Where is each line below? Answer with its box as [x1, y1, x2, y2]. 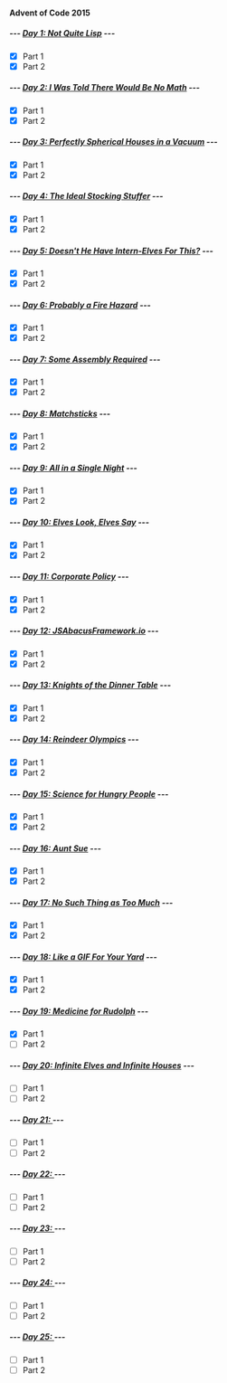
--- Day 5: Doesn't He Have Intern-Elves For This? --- [9, 245, 214, 256]
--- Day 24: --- [9, 1277, 66, 1288]
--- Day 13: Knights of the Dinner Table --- [9, 679, 172, 691]
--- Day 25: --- [9, 1331, 66, 1342]
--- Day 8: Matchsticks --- [9, 408, 111, 419]
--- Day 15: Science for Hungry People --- [9, 788, 169, 800]
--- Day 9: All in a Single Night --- [9, 462, 137, 473]
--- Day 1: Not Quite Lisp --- [9, 28, 116, 39]
